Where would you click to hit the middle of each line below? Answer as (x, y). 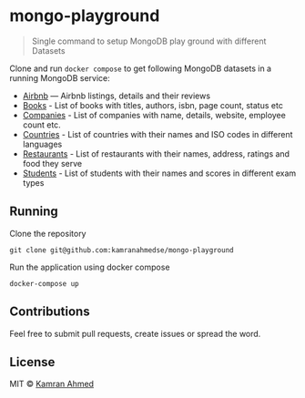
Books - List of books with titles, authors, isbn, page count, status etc (153, 105)
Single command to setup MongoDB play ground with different (149, 41)
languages (42, 144)
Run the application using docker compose (90, 267)
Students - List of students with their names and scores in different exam (159, 173)
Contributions (50, 312)
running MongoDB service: (60, 77)
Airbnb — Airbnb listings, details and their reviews (117, 96)
